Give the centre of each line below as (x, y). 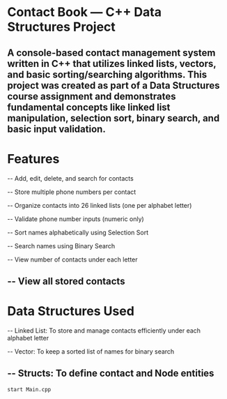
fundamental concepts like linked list (89, 107)
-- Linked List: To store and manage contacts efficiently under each (104, 330)
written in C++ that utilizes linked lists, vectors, (112, 63)
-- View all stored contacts (66, 281)
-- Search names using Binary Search (61, 246)
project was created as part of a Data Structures (113, 85)
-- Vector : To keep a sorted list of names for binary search (91, 351)
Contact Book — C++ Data (85, 12)
